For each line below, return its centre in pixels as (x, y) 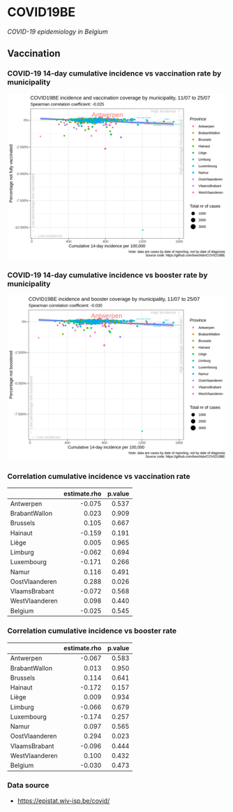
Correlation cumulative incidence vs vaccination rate (99, 476)
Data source (28, 785)
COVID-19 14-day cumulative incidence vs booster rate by (107, 275)
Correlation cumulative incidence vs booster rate (92, 631)
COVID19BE (41, 12)
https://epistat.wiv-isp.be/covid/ (63, 800)
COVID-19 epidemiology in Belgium (58, 31)
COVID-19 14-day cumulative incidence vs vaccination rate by (114, 73)
